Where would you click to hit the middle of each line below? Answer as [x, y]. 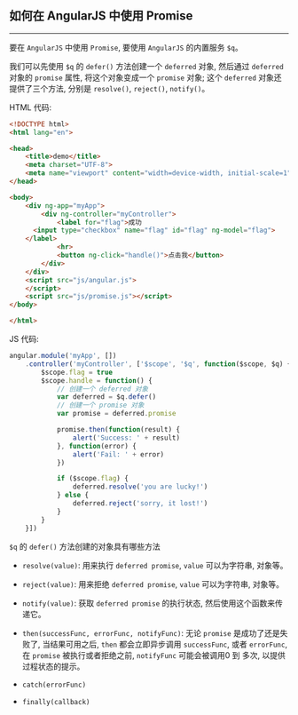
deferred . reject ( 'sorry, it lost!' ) [140, 504]
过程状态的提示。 [53, 666]
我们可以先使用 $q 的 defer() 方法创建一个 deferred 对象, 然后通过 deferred [146, 66]
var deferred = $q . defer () [106, 397]
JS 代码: [24, 339]
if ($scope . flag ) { [92, 479]
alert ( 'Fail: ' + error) [118, 454]
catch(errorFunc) [54, 685]
